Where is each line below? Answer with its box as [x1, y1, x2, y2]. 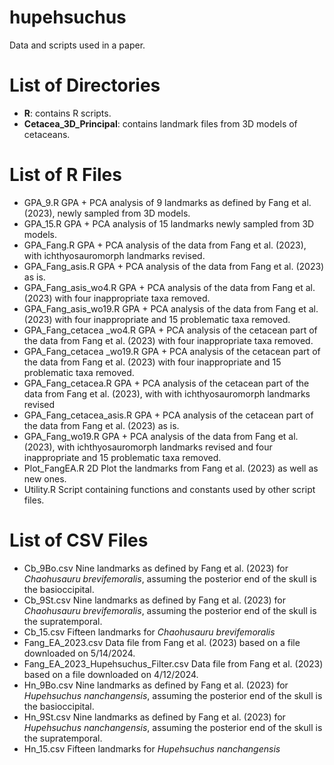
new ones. [23, 472, 67, 485]
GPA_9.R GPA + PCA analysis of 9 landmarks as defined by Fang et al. [23, 196, 312, 208]
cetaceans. [23, 128, 71, 140]
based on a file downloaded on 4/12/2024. [23, 668, 199, 680]
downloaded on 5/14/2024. [23, 647, 136, 659]
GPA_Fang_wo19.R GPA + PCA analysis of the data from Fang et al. [23, 430, 299, 442]
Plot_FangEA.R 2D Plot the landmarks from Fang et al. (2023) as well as [23, 462, 319, 474]
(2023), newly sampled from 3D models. [23, 207, 191, 219]
